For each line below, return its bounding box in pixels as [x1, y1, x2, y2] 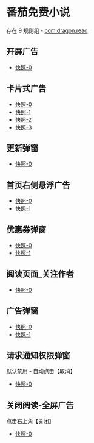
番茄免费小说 [6, 5, 71, 19]
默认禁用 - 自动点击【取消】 [6, 367, 76, 375]
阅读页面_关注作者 [6, 269, 74, 279]
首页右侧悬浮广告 [6, 180, 70, 190]
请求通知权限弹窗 [6, 350, 70, 361]
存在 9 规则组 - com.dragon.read [6, 27, 88, 34]
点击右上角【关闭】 [6, 417, 55, 425]
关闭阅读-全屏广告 [6, 400, 74, 410]
